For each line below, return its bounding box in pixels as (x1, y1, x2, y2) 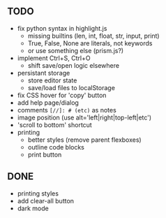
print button (27, 150, 62, 159)
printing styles (17, 189, 59, 198)
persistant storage (17, 68, 70, 77)
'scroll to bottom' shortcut (17, 120, 92, 129)
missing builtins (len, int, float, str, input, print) (27, 31, 160, 40)
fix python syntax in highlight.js (17, 24, 107, 32)
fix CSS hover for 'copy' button (17, 91, 107, 99)
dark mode (17, 204, 49, 212)
